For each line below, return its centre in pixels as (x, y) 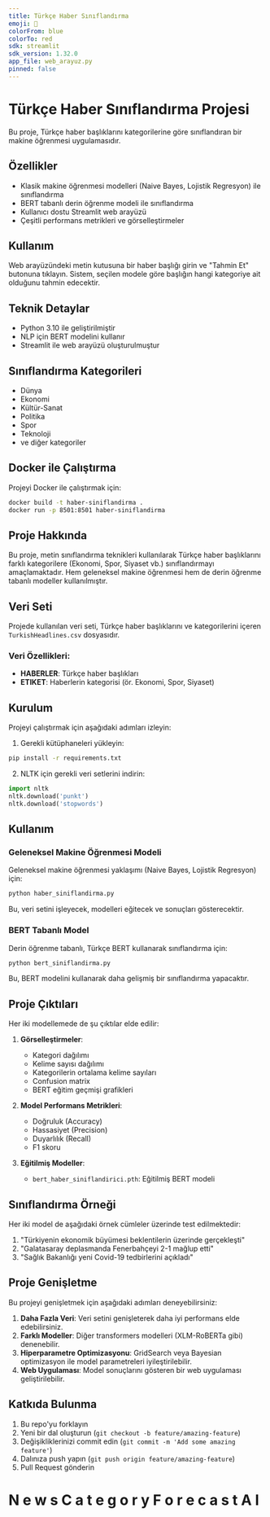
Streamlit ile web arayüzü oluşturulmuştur (90, 345)
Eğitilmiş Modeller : (52, 1163)
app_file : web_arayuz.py (50, 62)
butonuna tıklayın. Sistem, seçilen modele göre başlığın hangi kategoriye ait (135, 274)
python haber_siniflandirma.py (61, 894)
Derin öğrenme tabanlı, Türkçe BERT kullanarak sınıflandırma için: (118, 948)
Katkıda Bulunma (53, 1404)
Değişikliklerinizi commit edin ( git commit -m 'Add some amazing (128, 1441)
